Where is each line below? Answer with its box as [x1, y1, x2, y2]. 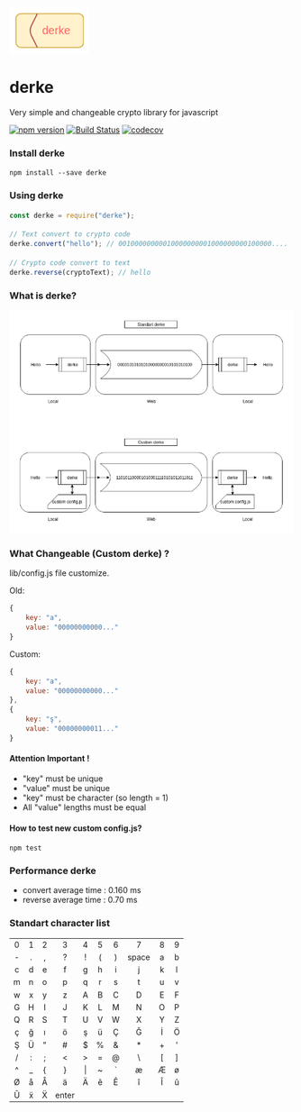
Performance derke [9, 864, 96, 877]
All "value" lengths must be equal [22, 801, 147, 813]
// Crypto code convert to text [9, 258, 131, 268]
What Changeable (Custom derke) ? [9, 547, 169, 560]
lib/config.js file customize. [9, 568, 110, 579]
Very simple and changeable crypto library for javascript [9, 106, 219, 117]
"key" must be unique [22, 773, 104, 784]
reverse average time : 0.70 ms [22, 895, 138, 906]
